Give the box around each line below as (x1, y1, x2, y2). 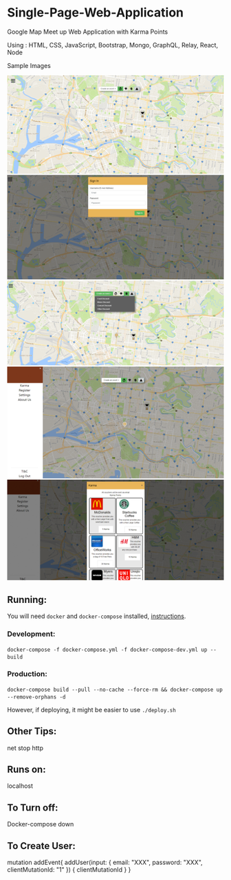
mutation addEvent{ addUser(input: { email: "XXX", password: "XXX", (7, 858, 203, 867)
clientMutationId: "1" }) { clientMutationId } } (7, 866, 131, 874)
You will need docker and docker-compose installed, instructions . (7, 612, 186, 620)
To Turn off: (7, 802, 58, 813)
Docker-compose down (7, 820, 74, 828)
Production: (7, 669, 48, 679)
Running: (7, 593, 47, 606)
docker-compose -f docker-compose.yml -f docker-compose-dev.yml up (7, 646, 208, 653)
